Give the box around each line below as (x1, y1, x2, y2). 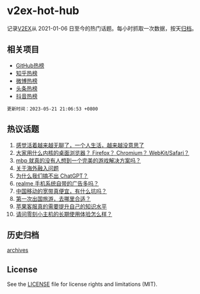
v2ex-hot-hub (7, 4, 80, 18)
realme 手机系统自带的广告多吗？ (15, 179, 99, 187)
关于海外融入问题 (15, 164, 59, 171)
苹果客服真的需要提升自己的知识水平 (15, 203, 107, 210)
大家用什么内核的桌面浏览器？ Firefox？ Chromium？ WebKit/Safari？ (15, 149, 190, 156)
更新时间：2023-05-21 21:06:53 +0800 (7, 105, 98, 112)
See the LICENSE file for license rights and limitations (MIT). (7, 281, 158, 288)
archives (7, 246, 29, 254)
